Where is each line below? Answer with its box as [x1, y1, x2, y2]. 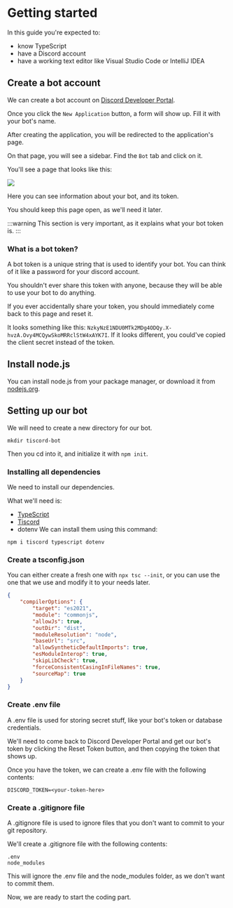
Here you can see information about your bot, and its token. [7, 192, 179, 200]
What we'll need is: [7, 496, 62, 505]
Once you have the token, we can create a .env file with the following [7, 765, 206, 774]
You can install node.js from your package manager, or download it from [7, 377, 216, 386]
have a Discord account [17, 49, 86, 58]
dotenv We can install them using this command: [17, 525, 158, 533]
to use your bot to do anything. [7, 289, 97, 297]
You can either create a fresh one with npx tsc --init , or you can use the [7, 571, 220, 579]
